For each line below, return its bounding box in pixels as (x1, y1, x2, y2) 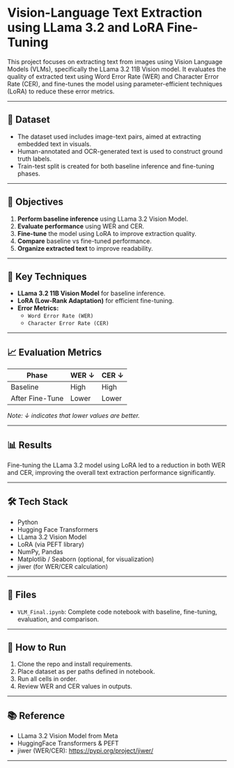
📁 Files (7, 589, 37, 601)
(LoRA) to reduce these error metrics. (7, 87, 115, 95)
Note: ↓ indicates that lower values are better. (7, 412, 141, 420)
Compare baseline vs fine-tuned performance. (17, 237, 152, 245)
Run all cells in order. (17, 675, 78, 683)
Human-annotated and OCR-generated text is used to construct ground (17, 147, 223, 155)
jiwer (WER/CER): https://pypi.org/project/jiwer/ (17, 746, 154, 755)
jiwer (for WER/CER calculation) (17, 562, 109, 570)
